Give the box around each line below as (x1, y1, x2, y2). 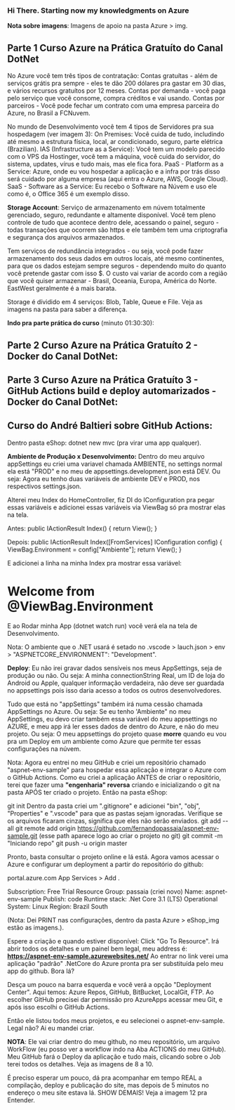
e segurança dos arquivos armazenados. (7, 233, 126, 242)
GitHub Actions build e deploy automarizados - (7, 385, 217, 397)
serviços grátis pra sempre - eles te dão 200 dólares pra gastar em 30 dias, (7, 79, 227, 88)
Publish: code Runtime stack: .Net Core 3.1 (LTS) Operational (43, 894, 218, 903)
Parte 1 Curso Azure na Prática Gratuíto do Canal (7, 41, 223, 54)
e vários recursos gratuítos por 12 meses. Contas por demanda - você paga (7, 86, 226, 95)
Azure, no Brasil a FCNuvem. (7, 109, 91, 117)
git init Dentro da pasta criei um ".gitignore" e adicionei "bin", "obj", (7, 802, 201, 810)
